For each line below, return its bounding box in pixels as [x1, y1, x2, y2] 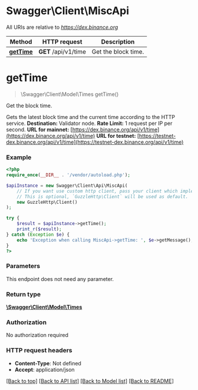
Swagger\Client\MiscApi [6, 4, 130, 18]
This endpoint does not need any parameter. [6, 275, 114, 282]
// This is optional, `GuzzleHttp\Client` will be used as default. [16, 193, 189, 200]
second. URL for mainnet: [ [6, 125, 72, 133]
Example [6, 153, 32, 161]
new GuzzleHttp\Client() [16, 199, 78, 205]
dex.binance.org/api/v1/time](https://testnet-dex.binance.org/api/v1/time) [6, 138, 184, 146]
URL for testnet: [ [96, 132, 140, 139]
